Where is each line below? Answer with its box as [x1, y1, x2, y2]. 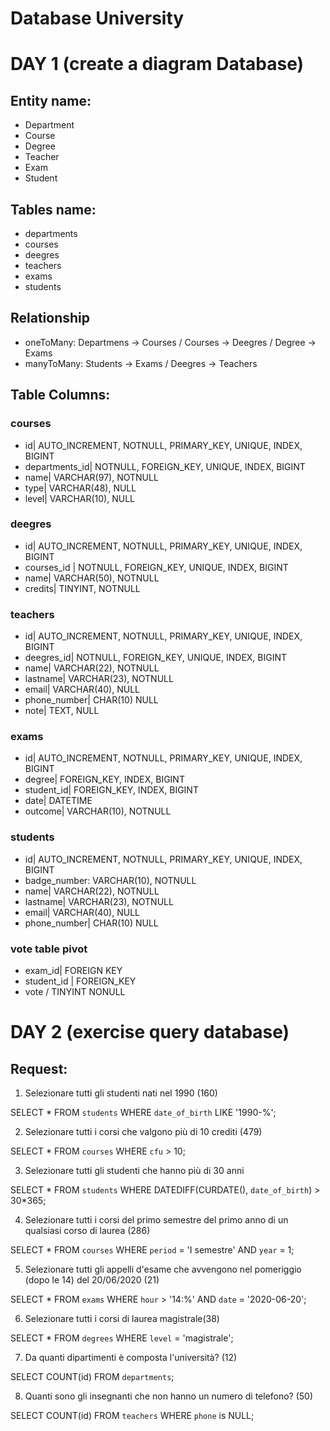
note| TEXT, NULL [24, 705, 100, 717]
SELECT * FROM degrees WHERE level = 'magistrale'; [10, 1332, 234, 1344]
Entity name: [10, 92, 92, 109]
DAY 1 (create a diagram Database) [10, 53, 305, 76]
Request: [10, 1060, 68, 1077]
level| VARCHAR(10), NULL [24, 492, 135, 504]
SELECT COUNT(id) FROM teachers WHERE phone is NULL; [10, 1409, 255, 1421]
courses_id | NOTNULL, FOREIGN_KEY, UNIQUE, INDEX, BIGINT [24, 561, 289, 573]
